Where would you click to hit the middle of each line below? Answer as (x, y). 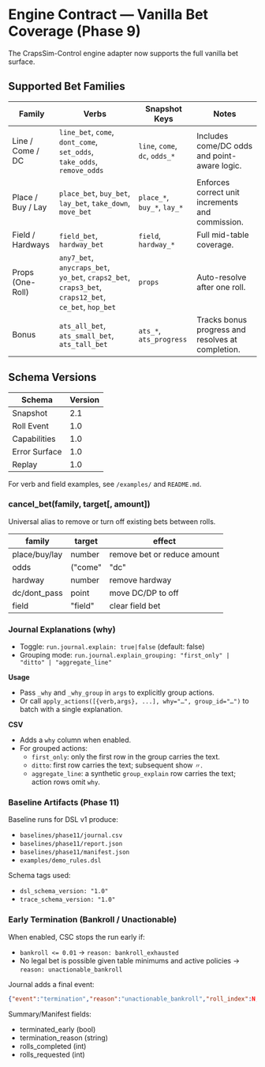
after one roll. (221, 287)
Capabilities (34, 439)
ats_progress (163, 339)
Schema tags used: (39, 876)
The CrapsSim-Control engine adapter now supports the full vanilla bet (123, 53)
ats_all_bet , (82, 326)
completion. (218, 349)
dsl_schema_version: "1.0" (64, 892)
